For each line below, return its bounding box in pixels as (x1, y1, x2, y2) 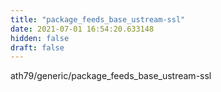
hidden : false (10, 33, 70, 43)
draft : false (10, 42, 65, 53)
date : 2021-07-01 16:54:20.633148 (10, 24, 155, 34)
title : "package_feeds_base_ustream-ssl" (10, 14, 186, 25)
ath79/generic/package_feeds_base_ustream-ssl (10, 70, 212, 82)
